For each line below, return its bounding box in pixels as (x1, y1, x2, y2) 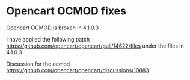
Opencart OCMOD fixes (6, 4, 126, 18)
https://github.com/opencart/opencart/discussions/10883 (6, 66, 149, 73)
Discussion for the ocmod (6, 60, 70, 67)
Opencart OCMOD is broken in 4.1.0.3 (6, 24, 99, 31)
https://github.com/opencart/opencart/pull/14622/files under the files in (6, 42, 185, 49)
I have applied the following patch (6, 35, 90, 43)
